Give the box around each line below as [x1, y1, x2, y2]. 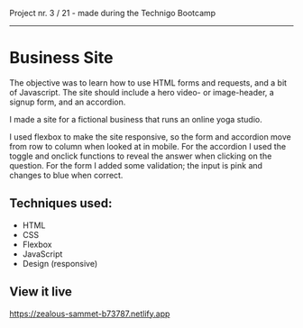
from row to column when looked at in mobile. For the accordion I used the [9, 141, 287, 151]
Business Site [9, 48, 114, 68]
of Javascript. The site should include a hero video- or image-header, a [9, 87, 275, 97]
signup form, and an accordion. [9, 96, 126, 107]
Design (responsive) [22, 258, 98, 269]
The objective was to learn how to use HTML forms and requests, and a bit [9, 77, 287, 88]
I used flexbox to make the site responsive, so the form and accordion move [9, 131, 291, 142]
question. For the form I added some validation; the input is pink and [9, 159, 263, 170]
